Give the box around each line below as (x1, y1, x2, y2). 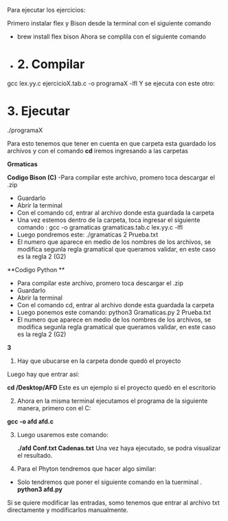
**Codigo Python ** (7, 265, 65, 274)
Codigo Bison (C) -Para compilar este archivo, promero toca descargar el (7, 173, 215, 181)
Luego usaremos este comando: (16, 430, 109, 439)
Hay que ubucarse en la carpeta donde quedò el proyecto (16, 357, 181, 365)
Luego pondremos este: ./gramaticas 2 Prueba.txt (16, 230, 159, 239)
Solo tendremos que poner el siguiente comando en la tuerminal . (16, 478, 203, 486)
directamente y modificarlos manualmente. (7, 505, 128, 514)
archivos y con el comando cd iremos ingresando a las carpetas (7, 146, 189, 155)
